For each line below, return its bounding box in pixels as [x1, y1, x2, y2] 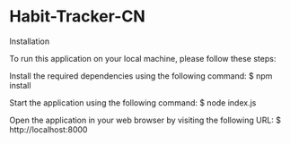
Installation [9, 36, 50, 47]
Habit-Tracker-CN [9, 6, 145, 27]
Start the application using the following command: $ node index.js [9, 97, 257, 108]
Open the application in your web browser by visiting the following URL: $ [9, 114, 281, 125]
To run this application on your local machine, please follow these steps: [9, 53, 277, 64]
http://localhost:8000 [9, 123, 88, 135]
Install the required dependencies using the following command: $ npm [9, 70, 273, 81]
